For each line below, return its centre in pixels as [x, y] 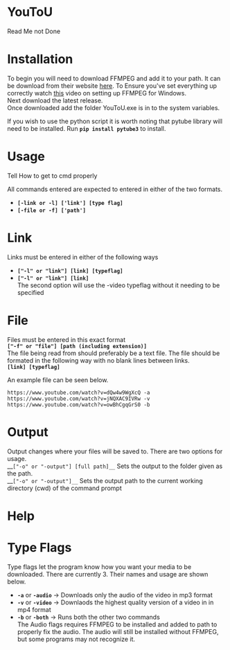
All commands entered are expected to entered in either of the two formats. [115, 189]
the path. [20, 473]
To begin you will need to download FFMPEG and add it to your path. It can [114, 78]
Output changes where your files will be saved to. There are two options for [115, 451]
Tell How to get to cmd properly [52, 175]
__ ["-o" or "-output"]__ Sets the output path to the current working [105, 480]
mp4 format [34, 609]
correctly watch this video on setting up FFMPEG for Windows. [97, 93]
